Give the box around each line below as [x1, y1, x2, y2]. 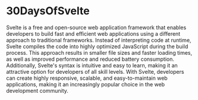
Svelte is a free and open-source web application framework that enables [6, 24, 187, 31]
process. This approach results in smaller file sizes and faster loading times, [6, 49, 192, 56]
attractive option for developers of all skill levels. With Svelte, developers [6, 68, 184, 75]
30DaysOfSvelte [6, 4, 90, 18]
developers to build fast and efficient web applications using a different [6, 30, 181, 37]
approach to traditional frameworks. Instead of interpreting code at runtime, [6, 36, 191, 43]
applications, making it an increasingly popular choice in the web [6, 80, 165, 87]
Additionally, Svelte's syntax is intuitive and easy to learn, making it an [6, 61, 178, 69]
